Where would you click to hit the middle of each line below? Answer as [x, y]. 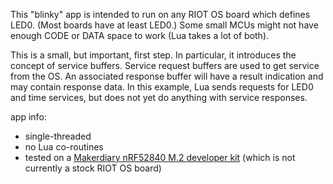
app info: [28, 117]
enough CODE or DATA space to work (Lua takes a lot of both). [140, 35]
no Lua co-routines [64, 147]
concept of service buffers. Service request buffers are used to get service [165, 65]
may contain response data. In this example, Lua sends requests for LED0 [162, 87]
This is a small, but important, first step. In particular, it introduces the [153, 55]
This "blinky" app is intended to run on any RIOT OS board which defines [160, 14]
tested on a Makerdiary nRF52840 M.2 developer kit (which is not [160, 157]
